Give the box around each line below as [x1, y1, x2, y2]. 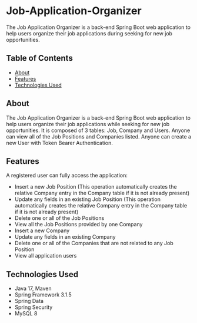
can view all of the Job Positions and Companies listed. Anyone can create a [6, 133, 192, 140]
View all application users [14, 252, 77, 259]
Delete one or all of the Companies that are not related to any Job [14, 240, 173, 247]
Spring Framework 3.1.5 [14, 291, 72, 298]
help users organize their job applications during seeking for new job [6, 29, 172, 37]
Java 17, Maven [14, 285, 52, 292]
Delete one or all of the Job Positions [14, 215, 105, 222]
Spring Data [14, 298, 44, 305]
